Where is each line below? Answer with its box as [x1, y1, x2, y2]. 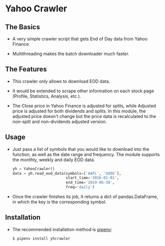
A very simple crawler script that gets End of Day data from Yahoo [12, 36, 148, 42]
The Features [5, 65, 47, 73]
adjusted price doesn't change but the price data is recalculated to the [12, 113, 156, 119]
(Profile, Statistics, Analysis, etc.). [12, 93, 81, 99]
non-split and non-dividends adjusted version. [12, 119, 107, 124]
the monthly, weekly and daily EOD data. [12, 157, 95, 163]
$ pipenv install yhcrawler [12, 236, 70, 241]
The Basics [5, 23, 41, 31]
